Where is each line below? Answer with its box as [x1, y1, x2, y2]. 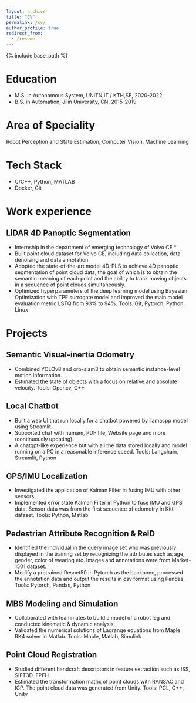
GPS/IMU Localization [6, 471, 88, 481]
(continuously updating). [14, 435, 75, 442]
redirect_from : [6, 31, 43, 36]
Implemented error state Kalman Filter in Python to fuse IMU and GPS [14, 499, 183, 506]
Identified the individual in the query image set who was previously [14, 544, 177, 552]
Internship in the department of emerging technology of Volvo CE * [14, 244, 177, 251]
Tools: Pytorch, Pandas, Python [14, 582, 91, 589]
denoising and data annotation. [14, 256, 90, 263]
